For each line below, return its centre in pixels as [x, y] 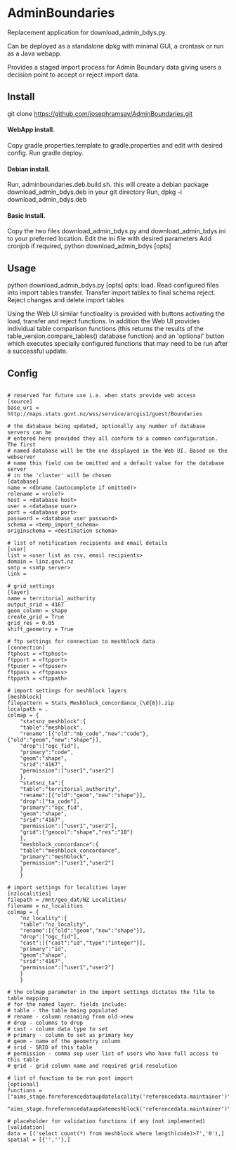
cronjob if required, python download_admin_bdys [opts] [90, 246]
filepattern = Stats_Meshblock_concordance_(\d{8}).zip [91, 703]
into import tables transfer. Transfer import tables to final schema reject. [111, 292]
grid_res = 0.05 [31, 623]
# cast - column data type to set [58, 1029]
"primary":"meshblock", [55, 857]
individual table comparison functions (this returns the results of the [105, 329]
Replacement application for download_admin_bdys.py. [87, 32]
